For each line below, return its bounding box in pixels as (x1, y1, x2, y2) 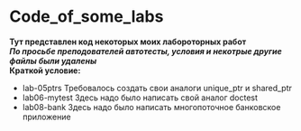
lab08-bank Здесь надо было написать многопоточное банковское (22, 101, 281, 112)
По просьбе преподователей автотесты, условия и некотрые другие (9, 45, 282, 56)
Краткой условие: (9, 65, 81, 76)
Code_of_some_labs (9, 6, 164, 27)
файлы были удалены (9, 55, 97, 66)
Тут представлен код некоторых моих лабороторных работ (9, 36, 247, 47)
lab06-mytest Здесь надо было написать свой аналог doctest (22, 92, 259, 103)
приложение (22, 111, 71, 122)
